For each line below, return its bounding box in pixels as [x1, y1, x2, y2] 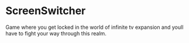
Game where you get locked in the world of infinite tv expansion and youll [5, 24, 184, 31]
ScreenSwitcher [5, 4, 86, 18]
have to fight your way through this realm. [5, 29, 107, 37]
